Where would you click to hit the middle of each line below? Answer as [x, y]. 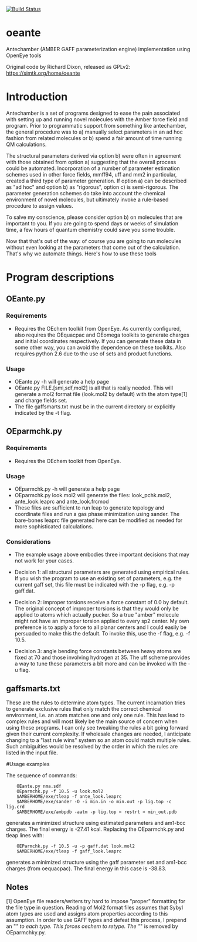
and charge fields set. [41, 401]
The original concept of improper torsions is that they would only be [96, 608]
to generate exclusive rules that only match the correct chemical [84, 709]
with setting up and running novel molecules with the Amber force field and [97, 119]
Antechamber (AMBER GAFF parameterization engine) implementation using [98, 49]
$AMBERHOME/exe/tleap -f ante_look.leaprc [69, 797]
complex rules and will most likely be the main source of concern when [92, 721]
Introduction [37, 97]
